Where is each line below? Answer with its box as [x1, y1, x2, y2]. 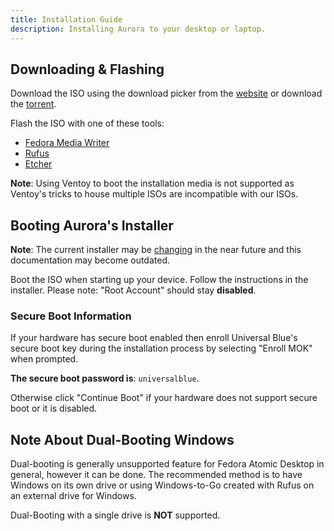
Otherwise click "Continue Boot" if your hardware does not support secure [10, 392, 318, 404]
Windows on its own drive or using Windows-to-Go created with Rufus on [10, 479, 315, 491]
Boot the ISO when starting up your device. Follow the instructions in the [10, 274, 309, 286]
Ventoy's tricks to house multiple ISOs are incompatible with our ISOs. [10, 188, 299, 200]
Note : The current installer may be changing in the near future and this [10, 244, 302, 256]
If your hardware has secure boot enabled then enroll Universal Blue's [10, 332, 298, 344]
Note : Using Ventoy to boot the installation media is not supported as [10, 177, 295, 190]
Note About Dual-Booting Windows [10, 431, 235, 448]
